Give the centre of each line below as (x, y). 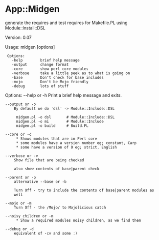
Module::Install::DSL (25, 28)
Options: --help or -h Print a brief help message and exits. (64, 95)
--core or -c (18, 134)
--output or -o (21, 104)
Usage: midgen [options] (30, 47)
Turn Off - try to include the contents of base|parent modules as (84, 190)
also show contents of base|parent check (57, 169)
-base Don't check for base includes (58, 77)
